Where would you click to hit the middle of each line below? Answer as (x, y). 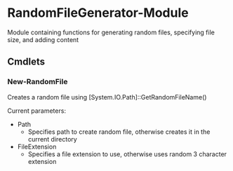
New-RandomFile (38, 82)
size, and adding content (43, 39)
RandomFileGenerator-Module (98, 13)
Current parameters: (37, 111)
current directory (52, 139)
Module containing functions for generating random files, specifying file (111, 32)
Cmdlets (26, 62)
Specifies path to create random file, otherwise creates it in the (119, 132)
